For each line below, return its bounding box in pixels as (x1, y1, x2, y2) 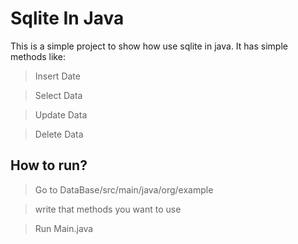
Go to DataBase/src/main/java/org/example (34, 183, 214, 196)
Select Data (34, 89, 83, 101)
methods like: (10, 50, 66, 62)
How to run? (10, 157, 88, 174)
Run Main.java (34, 222, 94, 234)
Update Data (34, 108, 88, 121)
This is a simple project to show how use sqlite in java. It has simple (10, 40, 288, 52)
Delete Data (34, 128, 84, 140)
